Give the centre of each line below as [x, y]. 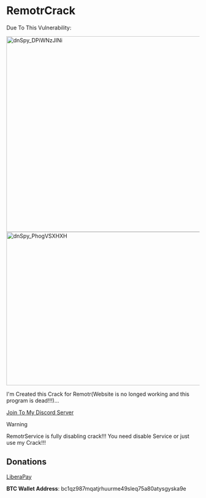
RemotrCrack [41, 11]
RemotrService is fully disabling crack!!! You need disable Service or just [98, 436]
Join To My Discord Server [40, 412]
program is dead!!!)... [33, 400]
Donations [27, 462]
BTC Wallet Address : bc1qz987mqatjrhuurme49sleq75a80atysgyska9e [96, 488]
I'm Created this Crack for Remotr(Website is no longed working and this [98, 394]
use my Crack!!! [26, 442]
